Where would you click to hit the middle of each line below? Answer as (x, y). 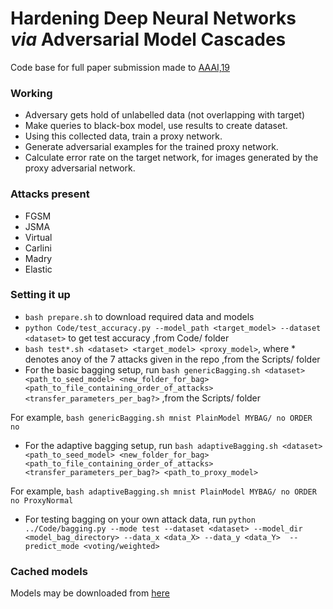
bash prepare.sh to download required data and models (139, 316)
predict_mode (52, 546)
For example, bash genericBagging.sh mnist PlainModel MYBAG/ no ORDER (161, 417)
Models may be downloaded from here (90, 593)
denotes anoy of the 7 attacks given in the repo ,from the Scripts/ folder (172, 359)
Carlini (38, 248)
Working (31, 93)
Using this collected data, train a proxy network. (123, 136)
